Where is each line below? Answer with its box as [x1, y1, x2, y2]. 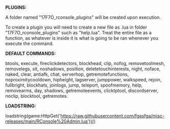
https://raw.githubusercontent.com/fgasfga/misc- [60, 113, 165, 119]
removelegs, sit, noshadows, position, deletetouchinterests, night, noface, [5, 66, 161, 72]
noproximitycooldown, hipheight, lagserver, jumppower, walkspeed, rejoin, [5, 77, 162, 82]
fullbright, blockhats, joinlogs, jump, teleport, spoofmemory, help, [5, 82, 143, 88]
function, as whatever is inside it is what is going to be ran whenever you [5, 35, 158, 41]
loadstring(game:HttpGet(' [5, 113, 61, 119]
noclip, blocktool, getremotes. [5, 93, 68, 99]
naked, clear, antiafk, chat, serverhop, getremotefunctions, [5, 71, 129, 77]
